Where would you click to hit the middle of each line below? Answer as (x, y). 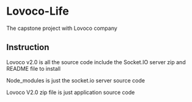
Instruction (28, 47)
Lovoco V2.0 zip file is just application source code (71, 92)
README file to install (34, 68)
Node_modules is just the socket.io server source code (76, 80)
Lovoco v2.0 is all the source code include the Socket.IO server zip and (96, 62)
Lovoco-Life (38, 11)
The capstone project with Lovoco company (62, 28)
